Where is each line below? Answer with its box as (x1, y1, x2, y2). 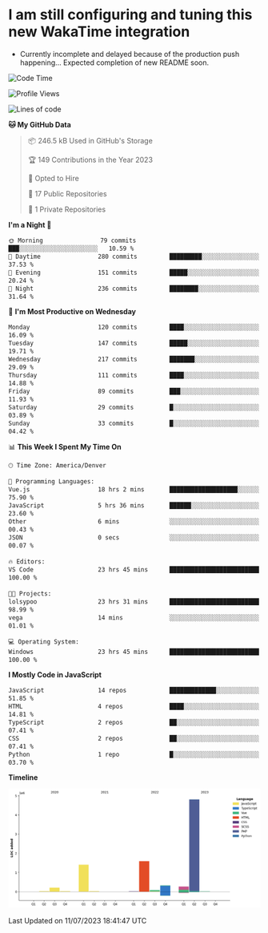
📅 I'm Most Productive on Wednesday (8, 306, 136, 316)
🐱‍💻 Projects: (8, 589, 52, 598)
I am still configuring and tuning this (8, 6, 253, 24)
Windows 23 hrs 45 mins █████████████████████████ (8, 648, 260, 656)
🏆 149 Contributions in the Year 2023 (27, 155, 154, 164)
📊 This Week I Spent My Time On (8, 442, 122, 451)
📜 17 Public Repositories (27, 188, 107, 198)
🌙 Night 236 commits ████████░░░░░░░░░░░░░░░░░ (8, 285, 260, 293)
